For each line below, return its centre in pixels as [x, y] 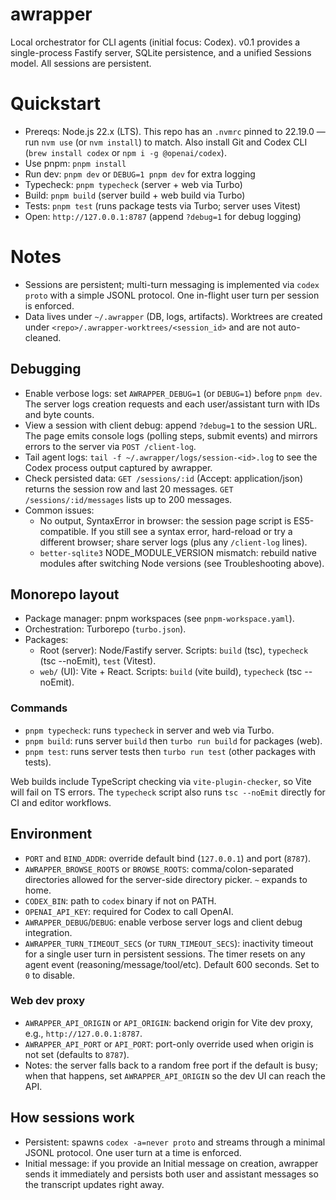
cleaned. [43, 337]
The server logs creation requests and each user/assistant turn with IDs [172, 404]
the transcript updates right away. [94, 1184]
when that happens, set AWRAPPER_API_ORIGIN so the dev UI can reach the [175, 1075]
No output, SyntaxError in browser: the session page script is [165, 520]
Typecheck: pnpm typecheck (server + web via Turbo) [133, 184]
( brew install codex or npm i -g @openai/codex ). [125, 152]
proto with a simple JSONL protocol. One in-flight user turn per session [172, 295]
